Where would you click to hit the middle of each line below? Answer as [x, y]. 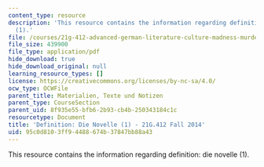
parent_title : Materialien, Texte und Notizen [86, 96]
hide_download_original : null [58, 67]
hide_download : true [42, 60]
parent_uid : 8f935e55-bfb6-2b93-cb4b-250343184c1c [93, 111]
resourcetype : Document [47, 118]
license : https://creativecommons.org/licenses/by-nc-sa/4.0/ [112, 81]
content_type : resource [47, 15]
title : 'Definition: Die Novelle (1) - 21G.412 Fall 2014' [107, 125]
